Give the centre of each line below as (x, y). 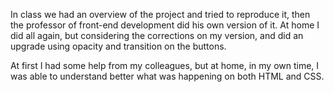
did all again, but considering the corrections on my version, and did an (157, 35)
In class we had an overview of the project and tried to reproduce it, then (160, 14)
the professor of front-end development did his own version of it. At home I (165, 25)
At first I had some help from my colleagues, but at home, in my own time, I (165, 65)
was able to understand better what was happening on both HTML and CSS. (167, 76)
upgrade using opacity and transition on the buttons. (118, 46)
